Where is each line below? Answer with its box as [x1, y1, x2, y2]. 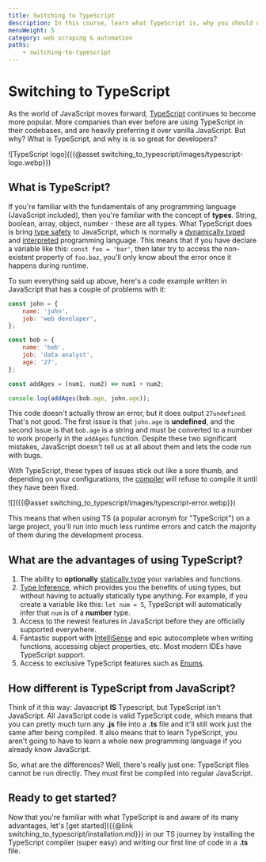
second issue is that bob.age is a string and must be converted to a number [8, 425, 253, 435]
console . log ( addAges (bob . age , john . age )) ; [8, 394, 150, 402]
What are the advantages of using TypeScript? [8, 553, 243, 566]
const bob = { [8, 336, 55, 345]
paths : [8, 41, 30, 49]
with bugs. [8, 451, 43, 460]
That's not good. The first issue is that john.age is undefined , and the [8, 417, 235, 426]
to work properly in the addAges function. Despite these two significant [8, 433, 237, 444]
